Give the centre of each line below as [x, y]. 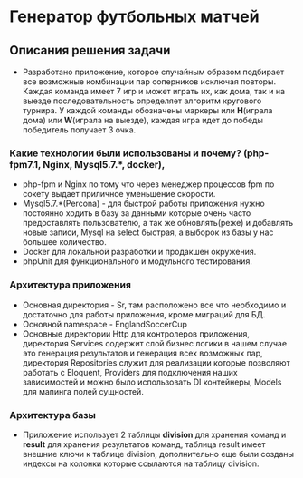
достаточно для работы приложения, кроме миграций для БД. [144, 314]
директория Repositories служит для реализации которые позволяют [156, 362]
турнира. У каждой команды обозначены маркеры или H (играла [147, 110]
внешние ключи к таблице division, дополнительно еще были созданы [158, 454]
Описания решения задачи [90, 50]
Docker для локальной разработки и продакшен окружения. [139, 252]
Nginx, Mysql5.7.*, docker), [104, 164]
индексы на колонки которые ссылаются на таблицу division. [141, 463]
